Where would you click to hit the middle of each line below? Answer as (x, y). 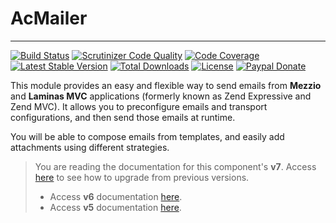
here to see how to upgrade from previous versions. (142, 177)
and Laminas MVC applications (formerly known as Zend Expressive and (161, 96)
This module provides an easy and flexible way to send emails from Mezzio (166, 85)
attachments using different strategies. (90, 147)
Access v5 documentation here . (115, 207)
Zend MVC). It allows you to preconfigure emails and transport (139, 106)
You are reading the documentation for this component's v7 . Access (175, 166)
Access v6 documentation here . (116, 196)
